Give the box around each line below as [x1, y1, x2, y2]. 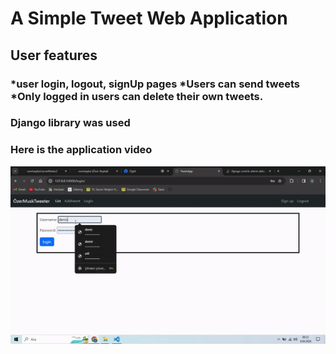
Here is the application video [10, 143, 153, 157]
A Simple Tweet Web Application [10, 7, 288, 30]
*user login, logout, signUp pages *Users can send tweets [10, 77, 300, 91]
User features [10, 47, 98, 64]
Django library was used [10, 116, 131, 130]
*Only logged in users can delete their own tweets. [10, 89, 264, 103]
